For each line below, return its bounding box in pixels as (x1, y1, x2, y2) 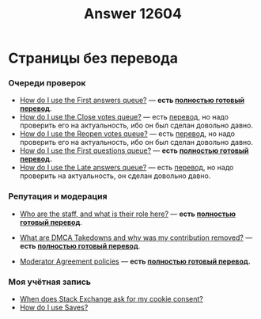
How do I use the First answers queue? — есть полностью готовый (19, 96, 245, 105)
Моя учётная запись (8, 276, 91, 287)
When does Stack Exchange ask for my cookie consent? (19, 294, 203, 304)
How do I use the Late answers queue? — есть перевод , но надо (19, 163, 234, 173)
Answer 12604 (84, 5, 182, 23)
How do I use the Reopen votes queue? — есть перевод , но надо (19, 129, 236, 139)
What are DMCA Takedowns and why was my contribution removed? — (19, 233, 253, 242)
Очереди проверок (8, 78, 86, 89)
